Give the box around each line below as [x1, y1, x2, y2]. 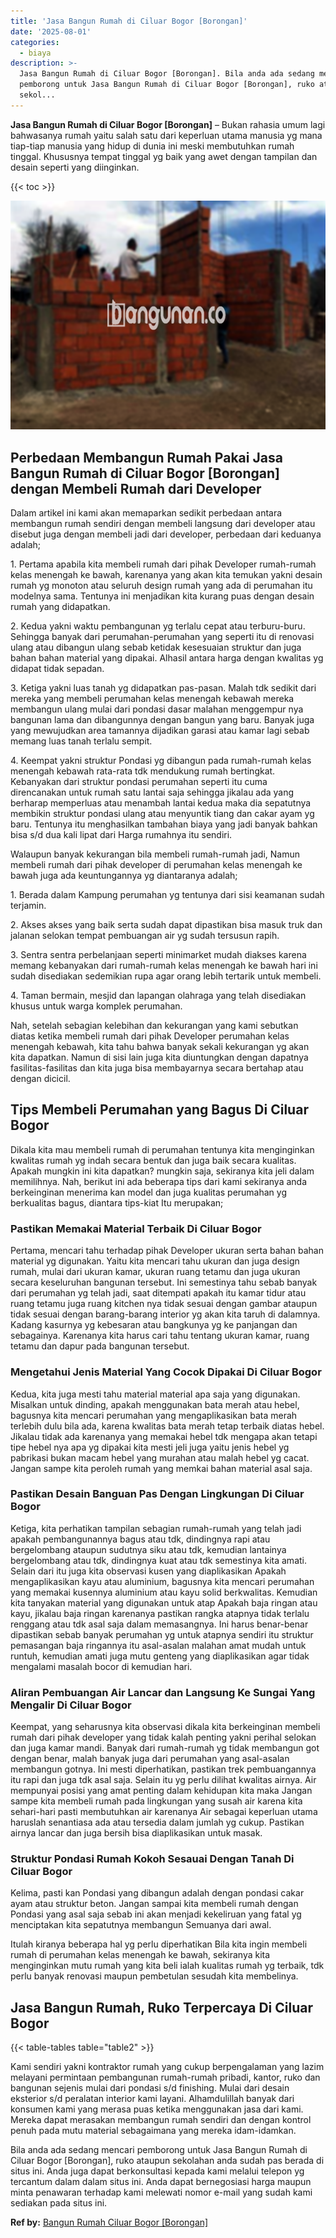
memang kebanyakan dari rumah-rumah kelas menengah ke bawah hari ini [10, 960, 318, 972]
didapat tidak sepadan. [10, 663, 105, 675]
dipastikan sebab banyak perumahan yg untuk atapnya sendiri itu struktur [10, 1628, 314, 1640]
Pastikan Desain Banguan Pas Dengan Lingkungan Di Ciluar [10, 1487, 305, 1501]
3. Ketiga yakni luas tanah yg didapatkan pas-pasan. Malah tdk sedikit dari [10, 682, 317, 694]
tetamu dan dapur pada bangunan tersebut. [10, 1340, 190, 1352]
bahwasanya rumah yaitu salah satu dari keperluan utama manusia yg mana [10, 129, 323, 141]
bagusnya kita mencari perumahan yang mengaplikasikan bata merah [10, 1409, 298, 1421]
